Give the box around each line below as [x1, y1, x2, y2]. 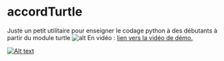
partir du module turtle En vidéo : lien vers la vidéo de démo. [7, 33, 193, 41]
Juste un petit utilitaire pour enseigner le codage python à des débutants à [7, 26, 218, 35]
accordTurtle [7, 4, 83, 20]
